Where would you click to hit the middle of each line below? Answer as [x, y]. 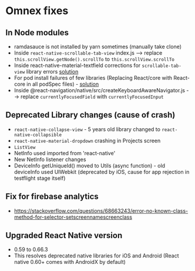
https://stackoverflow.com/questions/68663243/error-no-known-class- [101, 210]
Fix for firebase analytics [52, 197]
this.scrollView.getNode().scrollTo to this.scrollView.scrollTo [94, 59]
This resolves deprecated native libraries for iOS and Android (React [97, 256]
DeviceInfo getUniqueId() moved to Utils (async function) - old [90, 165]
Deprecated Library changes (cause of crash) [90, 115]
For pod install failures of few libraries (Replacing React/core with [93, 78]
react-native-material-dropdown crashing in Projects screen [87, 140]
